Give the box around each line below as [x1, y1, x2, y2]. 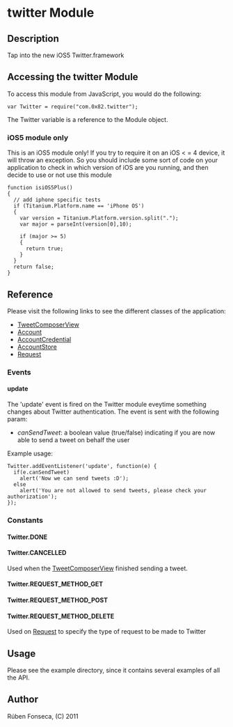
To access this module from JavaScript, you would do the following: [7, 89, 202, 98]
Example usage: [7, 449, 54, 458]
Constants [7, 515, 44, 525]
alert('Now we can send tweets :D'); [19, 475, 129, 482]
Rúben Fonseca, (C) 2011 [7, 712, 79, 720]
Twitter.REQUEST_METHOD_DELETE [7, 611, 115, 620]
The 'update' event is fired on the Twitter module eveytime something [7, 400, 207, 409]
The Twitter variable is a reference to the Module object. [7, 115, 168, 123]
